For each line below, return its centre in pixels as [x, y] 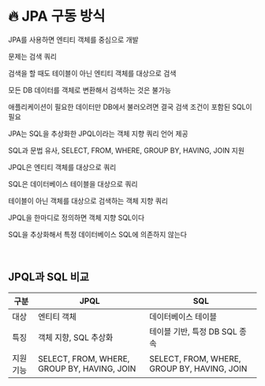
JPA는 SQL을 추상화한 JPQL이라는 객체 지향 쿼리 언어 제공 [98, 133]
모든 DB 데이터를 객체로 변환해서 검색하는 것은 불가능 [90, 90]
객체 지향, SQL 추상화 [76, 337]
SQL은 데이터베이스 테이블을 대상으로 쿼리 [73, 184]
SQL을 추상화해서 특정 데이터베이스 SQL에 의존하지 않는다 [98, 234]
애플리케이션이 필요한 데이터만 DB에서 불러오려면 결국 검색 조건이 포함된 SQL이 [130, 107]
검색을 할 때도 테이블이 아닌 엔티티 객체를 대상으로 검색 [92, 73]
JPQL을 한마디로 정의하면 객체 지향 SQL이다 [77, 218]
